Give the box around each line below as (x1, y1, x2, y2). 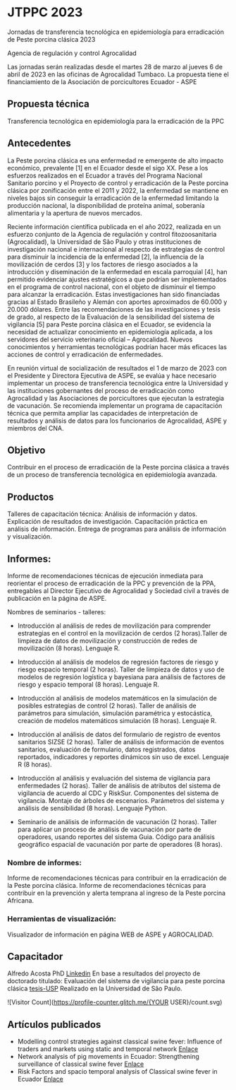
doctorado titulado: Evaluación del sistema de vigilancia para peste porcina (7, 977, 225, 985)
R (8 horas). (17, 761, 52, 768)
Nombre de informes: (7, 857, 82, 867)
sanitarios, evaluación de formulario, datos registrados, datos (17, 745, 196, 754)
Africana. (7, 896, 34, 905)
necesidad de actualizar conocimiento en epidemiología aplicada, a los (7, 327, 213, 336)
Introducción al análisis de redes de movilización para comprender (17, 621, 211, 630)
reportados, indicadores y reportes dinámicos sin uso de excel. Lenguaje (17, 753, 230, 761)
